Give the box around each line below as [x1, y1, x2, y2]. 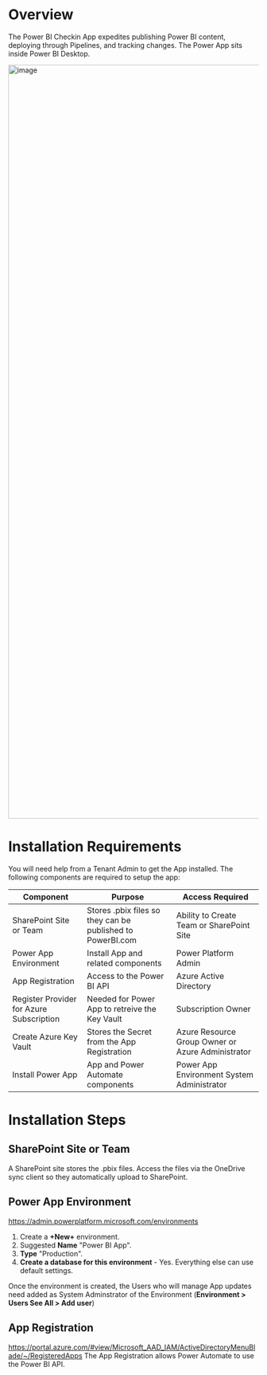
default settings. [19, 1265, 74, 1275]
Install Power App [12, 1069, 78, 1080]
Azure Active [176, 970, 225, 981]
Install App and [87, 947, 143, 958]
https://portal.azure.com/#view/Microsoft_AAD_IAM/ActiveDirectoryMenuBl [8, 1342, 256, 1352]
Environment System [176, 1069, 254, 1080]
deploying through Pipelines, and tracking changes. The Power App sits [8, 40, 242, 49]
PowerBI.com [87, 934, 137, 946]
